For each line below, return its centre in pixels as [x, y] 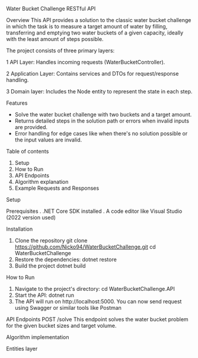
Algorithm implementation [38, 337]
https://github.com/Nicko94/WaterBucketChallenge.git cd [85, 247]
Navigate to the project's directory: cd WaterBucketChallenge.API [95, 289]
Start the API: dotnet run [44, 295]
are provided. [31, 127]
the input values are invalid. [48, 140]
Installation [20, 229]
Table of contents [28, 151]
